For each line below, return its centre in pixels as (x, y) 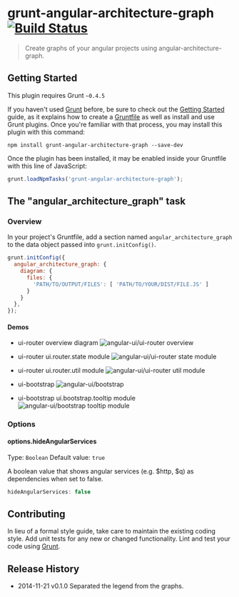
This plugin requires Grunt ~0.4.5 (56, 95)
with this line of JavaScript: (47, 166)
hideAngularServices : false (49, 492)
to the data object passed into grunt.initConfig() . (82, 245)
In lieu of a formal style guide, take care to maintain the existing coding (112, 531)
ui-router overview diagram (58, 343)
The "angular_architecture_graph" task (97, 201)
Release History (44, 569)
